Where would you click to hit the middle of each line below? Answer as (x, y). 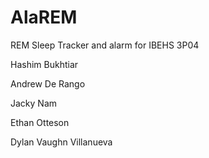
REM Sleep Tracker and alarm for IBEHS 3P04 (105, 45)
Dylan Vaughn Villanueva (61, 142)
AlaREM (44, 17)
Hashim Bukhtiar (44, 64)
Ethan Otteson (40, 122)
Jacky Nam (34, 103)
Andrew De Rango (48, 83)
